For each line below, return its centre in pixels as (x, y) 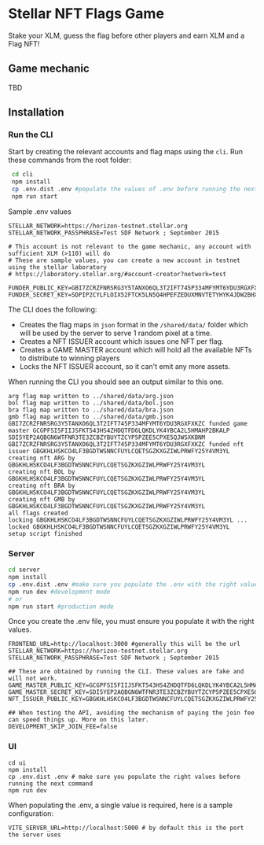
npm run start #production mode (61, 607)
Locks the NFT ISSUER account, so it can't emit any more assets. (125, 366)
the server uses (35, 835)
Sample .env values (40, 211)
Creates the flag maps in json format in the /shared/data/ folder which (134, 324)
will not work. (33, 679)
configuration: (31, 813)
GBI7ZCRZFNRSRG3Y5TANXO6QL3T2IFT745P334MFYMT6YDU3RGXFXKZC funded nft (126, 444)
